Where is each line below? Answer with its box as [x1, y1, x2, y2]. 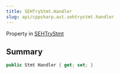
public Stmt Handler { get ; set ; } [6, 62, 94, 68]
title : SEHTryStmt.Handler [6, 8, 72, 15]
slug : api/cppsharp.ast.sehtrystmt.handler [6, 14, 115, 20]
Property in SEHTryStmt [6, 30, 64, 37]
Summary [6, 47, 43, 57]
